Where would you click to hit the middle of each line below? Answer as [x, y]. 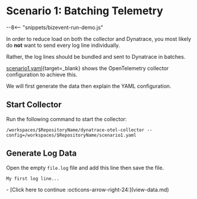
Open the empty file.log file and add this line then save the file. [85, 168]
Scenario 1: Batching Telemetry [85, 11]
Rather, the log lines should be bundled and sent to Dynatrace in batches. [96, 56]
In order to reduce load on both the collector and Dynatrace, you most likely [99, 39]
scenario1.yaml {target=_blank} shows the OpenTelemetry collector [88, 68]
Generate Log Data [42, 154]
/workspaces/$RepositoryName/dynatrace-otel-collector [75, 130]
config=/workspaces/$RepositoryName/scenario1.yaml [71, 135]
